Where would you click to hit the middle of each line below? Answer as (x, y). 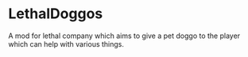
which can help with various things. (66, 44)
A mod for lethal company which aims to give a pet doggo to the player (124, 36)
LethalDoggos (56, 14)
